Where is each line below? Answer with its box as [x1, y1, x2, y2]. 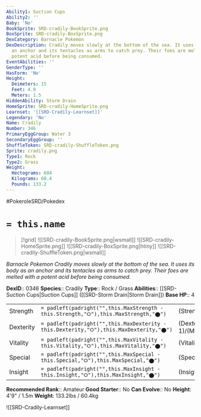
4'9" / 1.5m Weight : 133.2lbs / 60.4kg [6, 392, 99, 399]
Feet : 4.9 [11, 87, 36, 93]
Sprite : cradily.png [6, 148, 58, 154]
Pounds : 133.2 [11, 181, 47, 187]
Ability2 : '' [6, 14, 39, 20]
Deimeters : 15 [11, 81, 47, 87]
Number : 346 [6, 126, 36, 132]
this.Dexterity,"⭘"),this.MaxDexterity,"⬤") [41, 327, 173, 333]
